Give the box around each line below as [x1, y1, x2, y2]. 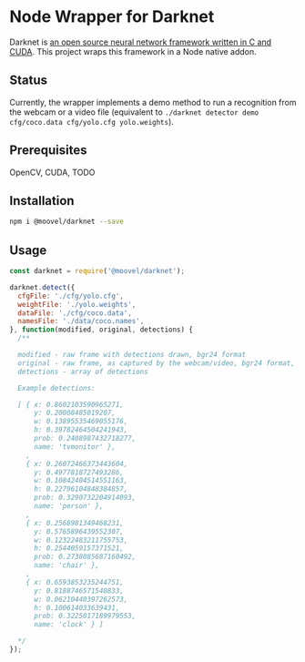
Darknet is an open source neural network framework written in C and [9, 36, 271, 47]
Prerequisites [9, 143, 87, 158]
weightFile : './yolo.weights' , [17, 300, 137, 309]
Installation [9, 193, 75, 209]
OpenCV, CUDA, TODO [9, 167, 96, 178]
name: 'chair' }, [33, 561, 100, 570]
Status [9, 73, 48, 88]
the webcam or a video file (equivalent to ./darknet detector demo [9, 107, 259, 117]
